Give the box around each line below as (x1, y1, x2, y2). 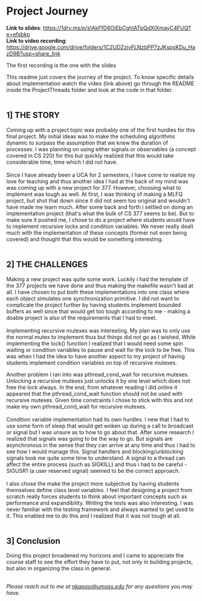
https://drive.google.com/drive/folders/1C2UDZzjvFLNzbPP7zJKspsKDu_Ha (6, 44, 195, 51)
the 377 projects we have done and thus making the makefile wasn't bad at (6, 282, 194, 289)
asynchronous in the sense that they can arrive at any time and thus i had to (6, 441, 195, 449)
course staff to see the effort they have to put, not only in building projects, (6, 558, 194, 566)
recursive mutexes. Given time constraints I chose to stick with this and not (6, 396, 193, 403)
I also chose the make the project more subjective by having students (6, 479, 180, 487)
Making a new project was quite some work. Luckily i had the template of (6, 275, 189, 282)
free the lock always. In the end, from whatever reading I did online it (6, 383, 177, 391)
